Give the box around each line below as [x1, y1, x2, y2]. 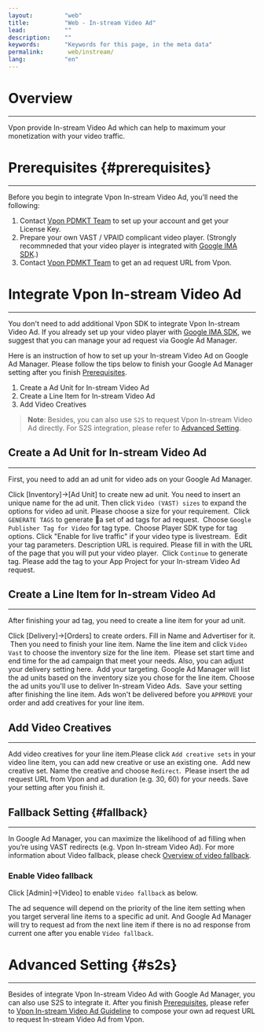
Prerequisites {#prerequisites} [8, 159, 211, 176]
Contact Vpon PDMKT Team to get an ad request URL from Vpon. [19, 258, 232, 267]
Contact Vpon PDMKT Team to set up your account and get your [19, 216, 229, 225]
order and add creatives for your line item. [8, 698, 145, 707]
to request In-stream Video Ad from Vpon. [8, 1015, 145, 1024]
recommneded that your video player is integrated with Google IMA [19, 241, 238, 251]
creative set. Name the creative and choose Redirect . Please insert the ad [8, 766, 250, 776]
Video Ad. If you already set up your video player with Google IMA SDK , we [8, 327, 251, 336]
